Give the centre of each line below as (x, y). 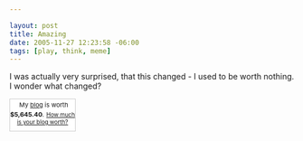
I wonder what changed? (56, 86)
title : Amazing (38, 34)
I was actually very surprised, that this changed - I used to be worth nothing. (152, 77)
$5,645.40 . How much (43, 115)
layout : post (34, 25)
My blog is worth (44, 105)
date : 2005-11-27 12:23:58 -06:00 (75, 42)
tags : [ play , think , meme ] (60, 51)
